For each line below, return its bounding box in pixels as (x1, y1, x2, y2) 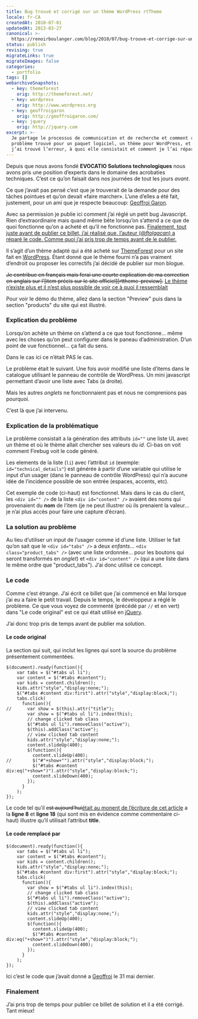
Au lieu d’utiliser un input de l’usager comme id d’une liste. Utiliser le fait (6, 536, 181, 544)
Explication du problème (6, 316, 78, 324)
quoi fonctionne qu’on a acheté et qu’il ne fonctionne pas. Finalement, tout (6, 223, 187, 230)
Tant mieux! (6, 1007, 35, 1014)
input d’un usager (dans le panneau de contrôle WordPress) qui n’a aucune (6, 471, 188, 479)
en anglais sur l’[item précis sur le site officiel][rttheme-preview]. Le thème (6, 277, 187, 284)
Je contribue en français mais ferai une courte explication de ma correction (6, 271, 190, 278)
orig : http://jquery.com (16, 124, 78, 130)
